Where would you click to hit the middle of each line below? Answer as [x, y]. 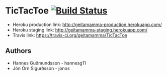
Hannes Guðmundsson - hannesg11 [49, 63]
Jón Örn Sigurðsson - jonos [41, 68]
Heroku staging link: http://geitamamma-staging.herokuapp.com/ [80, 29]
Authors [18, 51]
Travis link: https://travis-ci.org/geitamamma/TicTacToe [70, 35]
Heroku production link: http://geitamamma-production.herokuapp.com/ [87, 24]
